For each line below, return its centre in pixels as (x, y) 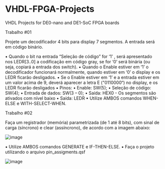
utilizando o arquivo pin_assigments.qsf (45, 152)
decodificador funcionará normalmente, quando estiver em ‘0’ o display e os (83, 72)
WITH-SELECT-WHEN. (43, 103)
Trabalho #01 (18, 32)
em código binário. (24, 47)
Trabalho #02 (19, 113)
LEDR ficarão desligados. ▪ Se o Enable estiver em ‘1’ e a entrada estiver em (82, 77)
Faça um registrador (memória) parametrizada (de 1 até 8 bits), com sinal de (82, 122)
